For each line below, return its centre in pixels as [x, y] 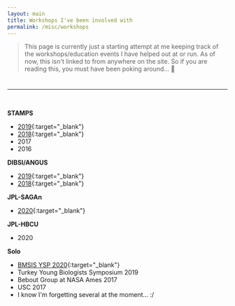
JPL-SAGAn [24, 197]
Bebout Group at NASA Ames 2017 [67, 280]
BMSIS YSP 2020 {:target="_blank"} [69, 265]
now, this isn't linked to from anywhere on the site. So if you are [116, 62]
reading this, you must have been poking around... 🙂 [100, 69]
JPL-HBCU [23, 224]
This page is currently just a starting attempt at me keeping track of [121, 47]
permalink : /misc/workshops [48, 27]
